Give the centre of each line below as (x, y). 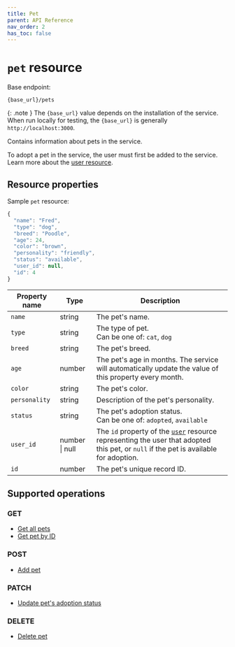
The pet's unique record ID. (141, 469)
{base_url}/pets (31, 100)
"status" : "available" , (48, 259)
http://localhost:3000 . (41, 128)
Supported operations (56, 494)
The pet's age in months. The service (157, 360)
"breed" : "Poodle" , (42, 234)
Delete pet (32, 637)
